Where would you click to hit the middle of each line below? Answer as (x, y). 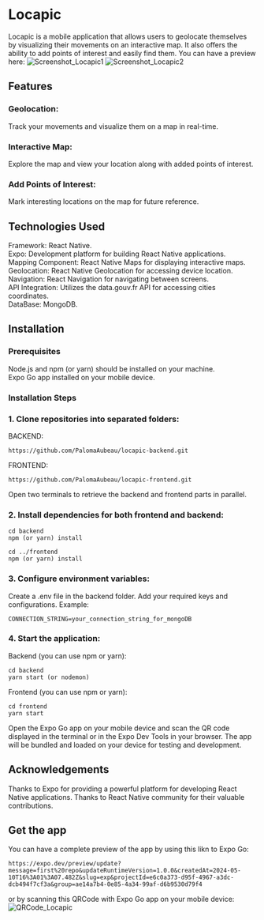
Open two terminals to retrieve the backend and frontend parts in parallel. (127, 494)
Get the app (37, 830)
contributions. (31, 805)
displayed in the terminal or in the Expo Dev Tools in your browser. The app (130, 736)
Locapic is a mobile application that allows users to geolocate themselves (128, 36)
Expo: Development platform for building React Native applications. (117, 254)
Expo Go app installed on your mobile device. (82, 377)
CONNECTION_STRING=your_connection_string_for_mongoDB (100, 619)
